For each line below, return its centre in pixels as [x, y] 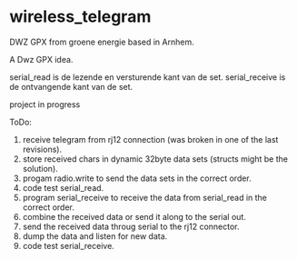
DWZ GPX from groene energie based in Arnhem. [102, 42]
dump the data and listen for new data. [95, 236]
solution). [40, 168]
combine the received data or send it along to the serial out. [134, 216]
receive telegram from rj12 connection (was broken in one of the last [150, 139]
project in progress [45, 104]
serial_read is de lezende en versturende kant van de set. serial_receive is [148, 77]
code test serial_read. [63, 187]
